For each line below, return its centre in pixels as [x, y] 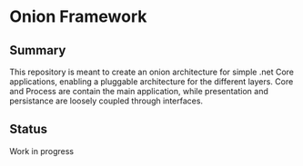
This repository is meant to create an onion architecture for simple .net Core [151, 72]
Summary [38, 50]
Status [29, 129]
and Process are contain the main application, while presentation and [139, 91]
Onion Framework [78, 17]
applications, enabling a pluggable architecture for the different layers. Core [151, 82]
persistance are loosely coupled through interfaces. [106, 101]
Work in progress [42, 151]
